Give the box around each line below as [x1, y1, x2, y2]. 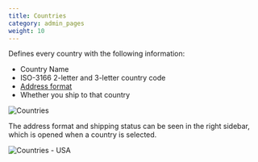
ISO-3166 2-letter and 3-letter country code [19, 73, 166, 83]
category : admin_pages [8, 19, 85, 27]
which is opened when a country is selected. [8, 130, 157, 139]
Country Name [19, 64, 69, 74]
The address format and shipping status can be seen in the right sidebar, [8, 122, 250, 131]
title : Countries [8, 11, 67, 20]
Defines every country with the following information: [8, 49, 185, 59]
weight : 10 [8, 27, 45, 35]
